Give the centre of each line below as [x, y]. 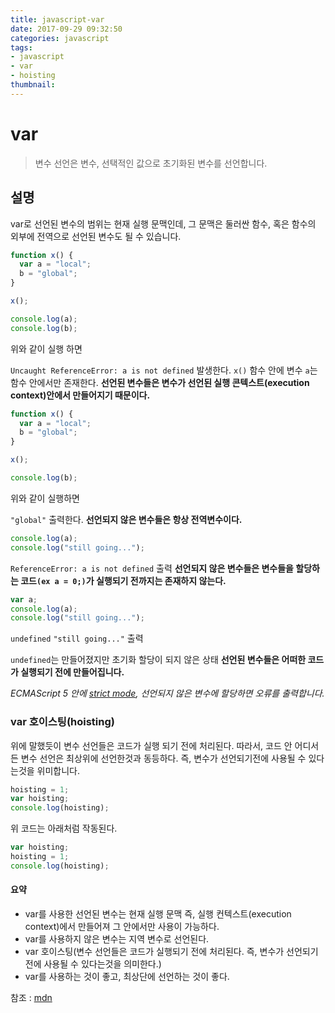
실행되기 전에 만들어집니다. [72, 672]
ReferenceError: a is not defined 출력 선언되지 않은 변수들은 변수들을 [152, 568]
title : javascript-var [57, 19]
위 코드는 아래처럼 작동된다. [64, 828]
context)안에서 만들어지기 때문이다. [80, 395]
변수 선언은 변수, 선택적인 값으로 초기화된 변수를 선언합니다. [151, 163]
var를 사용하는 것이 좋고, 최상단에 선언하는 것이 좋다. [127, 976]
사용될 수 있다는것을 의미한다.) [102, 964]
